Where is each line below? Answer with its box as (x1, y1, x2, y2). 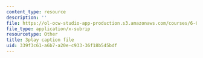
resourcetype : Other (6, 31, 59, 37)
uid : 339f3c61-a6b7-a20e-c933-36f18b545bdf (6, 43, 118, 49)
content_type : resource (6, 8, 66, 15)
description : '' (6, 14, 47, 21)
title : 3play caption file (6, 37, 74, 43)
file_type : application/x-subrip (6, 25, 91, 32)
